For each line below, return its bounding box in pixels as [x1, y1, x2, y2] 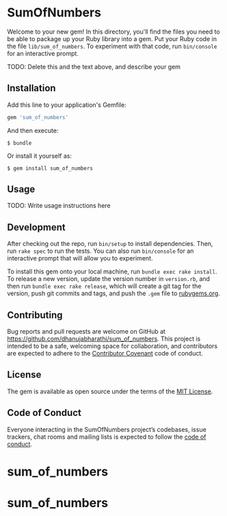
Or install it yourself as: [7, 151, 72, 160]
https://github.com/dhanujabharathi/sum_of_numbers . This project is [7, 334, 201, 343]
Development [7, 221, 66, 233]
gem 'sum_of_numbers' [7, 114, 69, 121]
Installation [7, 82, 56, 94]
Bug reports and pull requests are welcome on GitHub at [7, 328, 166, 336]
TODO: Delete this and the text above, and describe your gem [7, 62, 181, 71]
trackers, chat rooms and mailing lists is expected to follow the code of [7, 432, 206, 441]
